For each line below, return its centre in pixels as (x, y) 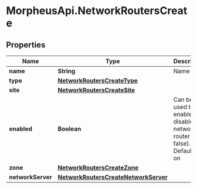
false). (182, 143)
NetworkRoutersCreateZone (98, 168)
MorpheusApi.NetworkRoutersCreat (97, 11)
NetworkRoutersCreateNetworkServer (113, 177)
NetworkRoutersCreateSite (96, 90)
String (67, 71)
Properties (26, 45)
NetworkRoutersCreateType (98, 80)
